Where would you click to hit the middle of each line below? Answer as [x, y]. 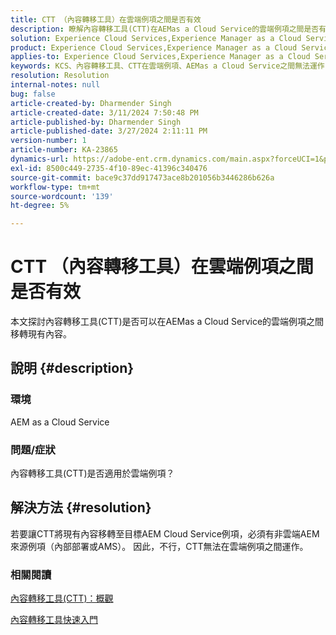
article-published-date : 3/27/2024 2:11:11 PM [109, 131]
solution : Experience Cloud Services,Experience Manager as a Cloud [156, 38]
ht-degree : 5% [40, 206]
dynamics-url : [40, 159]
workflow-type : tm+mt [55, 187]
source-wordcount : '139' [62, 196]
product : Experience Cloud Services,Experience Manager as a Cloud [154, 47]
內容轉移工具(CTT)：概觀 [62, 598]
